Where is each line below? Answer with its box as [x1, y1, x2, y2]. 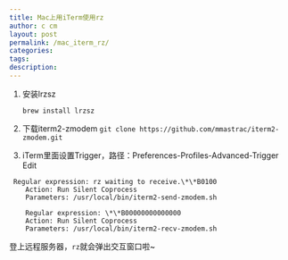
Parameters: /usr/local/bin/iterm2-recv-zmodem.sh [25, 224, 218, 233]
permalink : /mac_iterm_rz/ [9, 38, 110, 47]
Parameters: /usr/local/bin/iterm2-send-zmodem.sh [25, 193, 218, 202]
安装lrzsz [21, 88, 56, 99]
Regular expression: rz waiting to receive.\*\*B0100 [12, 177, 218, 186]
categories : [9, 46, 53, 55]
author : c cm [9, 21, 58, 30]
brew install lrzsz [21, 106, 95, 115]
